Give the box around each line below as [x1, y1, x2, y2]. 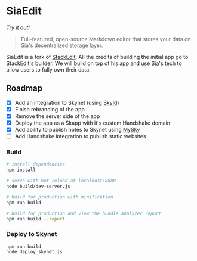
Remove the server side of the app [14, 112, 100, 120]
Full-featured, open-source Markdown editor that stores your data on [20, 35, 191, 42]
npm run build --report [6, 216, 66, 222]
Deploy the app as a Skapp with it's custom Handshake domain [14, 119, 171, 126]
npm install [6, 167, 36, 173]
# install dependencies [6, 161, 66, 167]
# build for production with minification [6, 194, 113, 200]
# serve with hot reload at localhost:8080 [6, 178, 116, 184]
